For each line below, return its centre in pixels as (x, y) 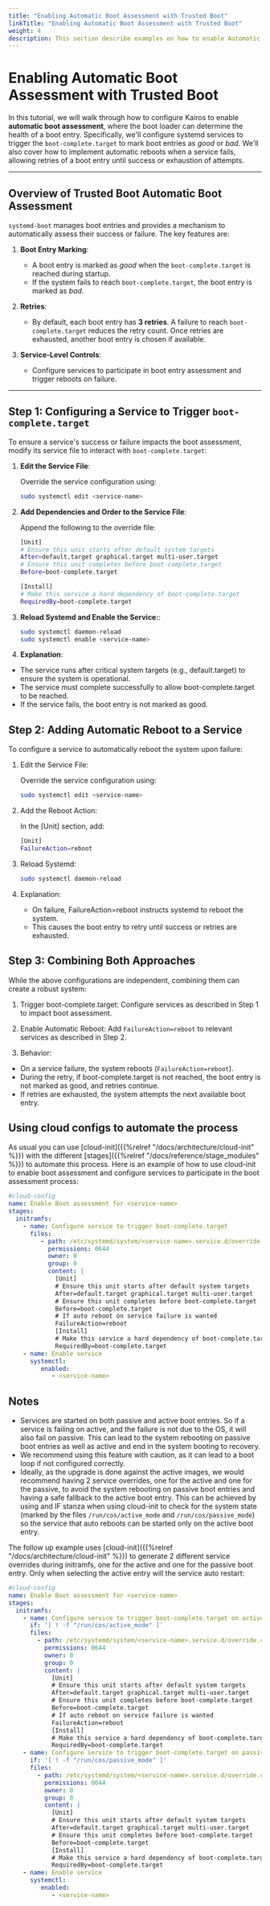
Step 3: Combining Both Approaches (102, 961)
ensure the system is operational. (75, 679)
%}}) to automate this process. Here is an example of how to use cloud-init (132, 1165)
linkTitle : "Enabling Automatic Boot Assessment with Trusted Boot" (125, 23)
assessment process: (43, 1181)
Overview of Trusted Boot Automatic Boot (115, 193)
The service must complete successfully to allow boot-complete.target (137, 687)
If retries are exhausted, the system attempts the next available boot (133, 1094)
